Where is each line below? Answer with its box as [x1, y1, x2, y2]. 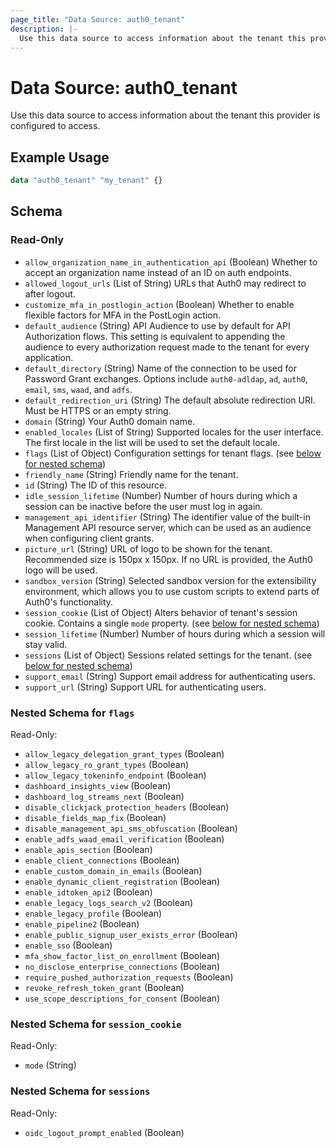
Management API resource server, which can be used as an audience [24, 521, 312, 533]
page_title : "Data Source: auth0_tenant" [10, 14, 186, 25]
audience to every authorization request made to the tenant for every [24, 341, 310, 353]
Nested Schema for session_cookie [10, 1017, 182, 1031]
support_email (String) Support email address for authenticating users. [24, 670, 316, 682]
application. [24, 351, 74, 363]
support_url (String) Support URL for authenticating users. [24, 681, 267, 693]
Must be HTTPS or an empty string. [24, 404, 172, 416]
